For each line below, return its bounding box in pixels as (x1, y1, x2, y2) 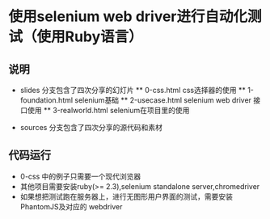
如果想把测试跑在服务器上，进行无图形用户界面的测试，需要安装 (19, 192, 233, 201)
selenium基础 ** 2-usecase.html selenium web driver (74, 95, 252, 105)
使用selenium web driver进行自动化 (8, 7, 248, 26)
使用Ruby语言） (36, 27, 143, 46)
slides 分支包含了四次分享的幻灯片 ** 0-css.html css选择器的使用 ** (19, 86, 247, 95)
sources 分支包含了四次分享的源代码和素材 (19, 123, 163, 132)
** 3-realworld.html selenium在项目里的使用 (43, 106, 190, 115)
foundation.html (19, 95, 74, 105)
